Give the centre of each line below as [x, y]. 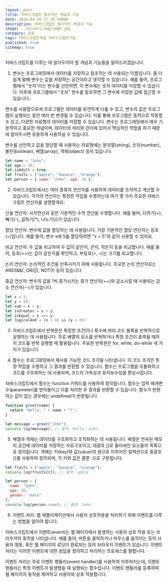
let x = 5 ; [17, 297]
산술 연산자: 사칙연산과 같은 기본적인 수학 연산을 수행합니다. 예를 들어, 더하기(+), [84, 213]
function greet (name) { [30, 406]
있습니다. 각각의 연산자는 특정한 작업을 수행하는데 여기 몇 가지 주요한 [79, 196]
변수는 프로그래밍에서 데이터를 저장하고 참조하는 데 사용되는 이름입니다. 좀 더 [88, 73]
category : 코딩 [20, 33]
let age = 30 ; [20, 165]
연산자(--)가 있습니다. [31, 287]
